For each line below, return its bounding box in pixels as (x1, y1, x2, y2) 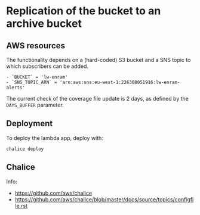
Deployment (6, 119, 53, 129)
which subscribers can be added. (6, 63, 88, 70)
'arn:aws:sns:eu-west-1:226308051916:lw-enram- (59, 79, 180, 85)
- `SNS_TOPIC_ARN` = (6, 79, 58, 85)
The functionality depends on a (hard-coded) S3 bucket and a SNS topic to (6, 57, 191, 63)
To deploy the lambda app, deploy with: (6, 134, 103, 141)
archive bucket (6, 17, 82, 30)
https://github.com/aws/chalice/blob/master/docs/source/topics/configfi (14, 195, 194, 203)
